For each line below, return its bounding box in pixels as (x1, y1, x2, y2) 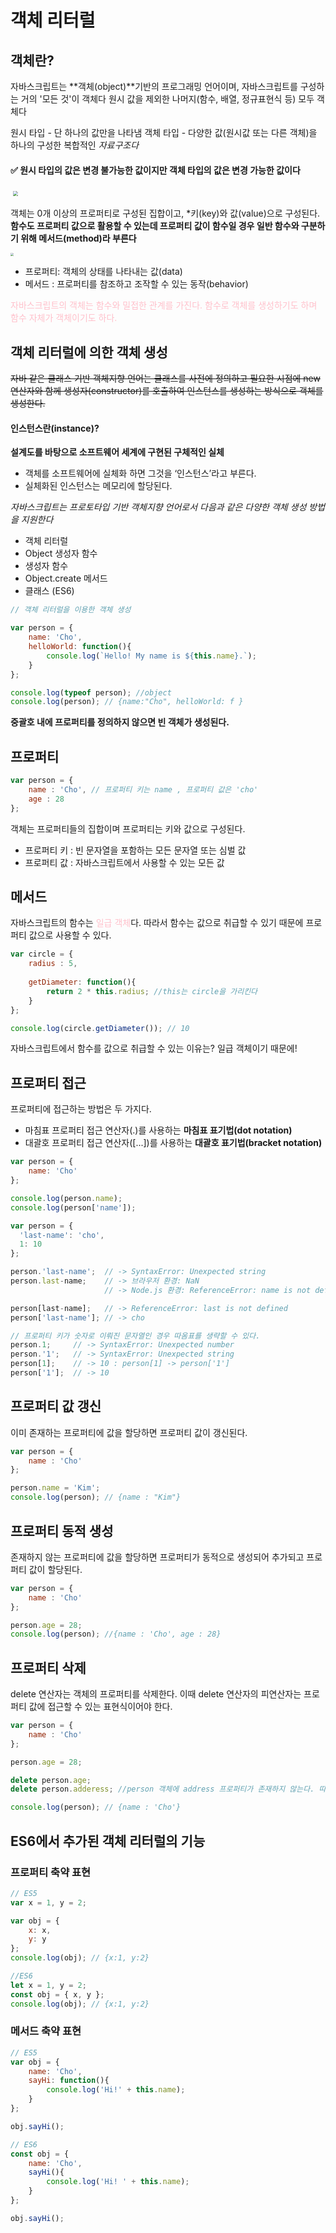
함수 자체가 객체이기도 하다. (10, 312, 118, 324)
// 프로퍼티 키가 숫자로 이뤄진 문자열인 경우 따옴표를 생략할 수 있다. (10, 1331, 261, 1341)
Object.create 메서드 (24, 572, 108, 585)
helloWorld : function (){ (28, 642, 132, 652)
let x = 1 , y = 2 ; (10, 1980, 87, 1990)
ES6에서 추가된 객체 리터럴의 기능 (10, 1832, 206, 1850)
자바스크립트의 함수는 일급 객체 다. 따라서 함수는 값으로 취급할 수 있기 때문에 (10, 917, 304, 929)
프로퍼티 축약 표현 (10, 1865, 92, 1879)
